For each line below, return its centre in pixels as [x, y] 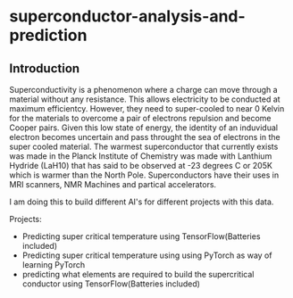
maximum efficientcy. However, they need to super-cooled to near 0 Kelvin [147, 108]
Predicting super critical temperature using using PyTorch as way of [147, 255]
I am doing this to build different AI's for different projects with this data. [142, 202]
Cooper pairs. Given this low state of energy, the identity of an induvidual [144, 128]
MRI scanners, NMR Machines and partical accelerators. [113, 184]
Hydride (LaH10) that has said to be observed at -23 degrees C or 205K [141, 166]
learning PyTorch [54, 265]
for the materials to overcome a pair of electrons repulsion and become [140, 118]
